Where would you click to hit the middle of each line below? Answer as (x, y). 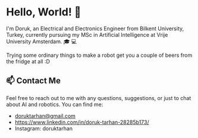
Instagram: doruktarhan (44, 128)
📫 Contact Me (34, 81)
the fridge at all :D (28, 61)
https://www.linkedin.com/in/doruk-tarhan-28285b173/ (82, 122)
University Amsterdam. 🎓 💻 (42, 41)
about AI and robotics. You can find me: (55, 104)
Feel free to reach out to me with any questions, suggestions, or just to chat (99, 98)
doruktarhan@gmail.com (45, 115)
